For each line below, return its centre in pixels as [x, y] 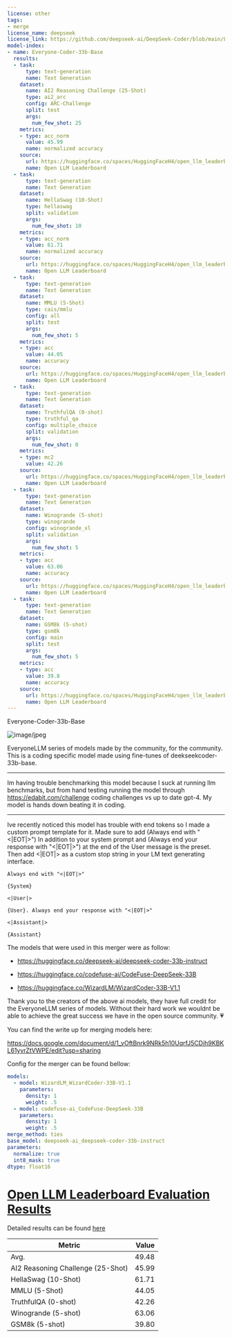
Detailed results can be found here [56, 1228]
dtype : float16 [29, 1166]
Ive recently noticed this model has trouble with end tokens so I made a [109, 825]
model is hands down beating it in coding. [67, 805]
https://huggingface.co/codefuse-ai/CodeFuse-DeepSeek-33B [107, 974]
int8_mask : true [37, 1160]
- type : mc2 [37, 457]
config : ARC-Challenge [58, 104]
